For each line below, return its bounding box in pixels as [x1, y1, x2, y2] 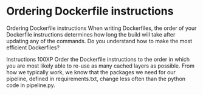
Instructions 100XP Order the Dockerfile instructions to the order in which [6, 55, 190, 63]
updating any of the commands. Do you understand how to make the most [6, 37, 193, 44]
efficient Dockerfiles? [6, 44, 60, 51]
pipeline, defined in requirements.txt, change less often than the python [6, 75, 186, 82]
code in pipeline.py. [6, 81, 56, 89]
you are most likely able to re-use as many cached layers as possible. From [6, 62, 194, 69]
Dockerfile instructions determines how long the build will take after [6, 30, 176, 38]
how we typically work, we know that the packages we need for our [6, 68, 176, 76]
